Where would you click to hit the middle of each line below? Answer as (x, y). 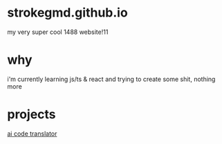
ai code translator (32, 134)
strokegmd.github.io (67, 13)
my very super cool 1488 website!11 (58, 32)
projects (32, 115)
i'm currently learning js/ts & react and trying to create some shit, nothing (111, 79)
